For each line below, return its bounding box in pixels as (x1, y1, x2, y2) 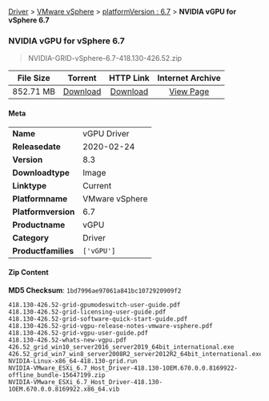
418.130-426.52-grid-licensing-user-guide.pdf (8, 308, 167, 316)
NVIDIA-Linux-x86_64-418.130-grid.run (8, 357, 138, 365)
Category (12, 232, 50, 243)
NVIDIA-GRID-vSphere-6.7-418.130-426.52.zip (27, 54, 183, 63)
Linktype (12, 180, 47, 191)
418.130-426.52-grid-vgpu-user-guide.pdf (8, 329, 149, 337)
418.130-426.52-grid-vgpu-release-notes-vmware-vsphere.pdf (8, 322, 214, 330)
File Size (17, 72, 50, 83)
